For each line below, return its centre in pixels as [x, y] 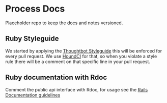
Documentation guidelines [33, 95]
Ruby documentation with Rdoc [56, 78]
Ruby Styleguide [32, 39]
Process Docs [35, 9]
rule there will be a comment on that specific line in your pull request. [78, 62]
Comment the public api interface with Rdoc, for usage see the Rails [77, 89]
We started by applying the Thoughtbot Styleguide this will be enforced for [84, 50]
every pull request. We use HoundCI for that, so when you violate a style [81, 56]
